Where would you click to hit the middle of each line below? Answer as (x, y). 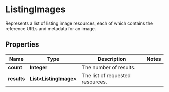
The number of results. (109, 67)
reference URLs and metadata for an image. (51, 28)
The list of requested (106, 75)
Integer (38, 67)
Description (112, 59)
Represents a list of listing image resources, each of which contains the (79, 23)
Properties (22, 45)
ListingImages (35, 9)
